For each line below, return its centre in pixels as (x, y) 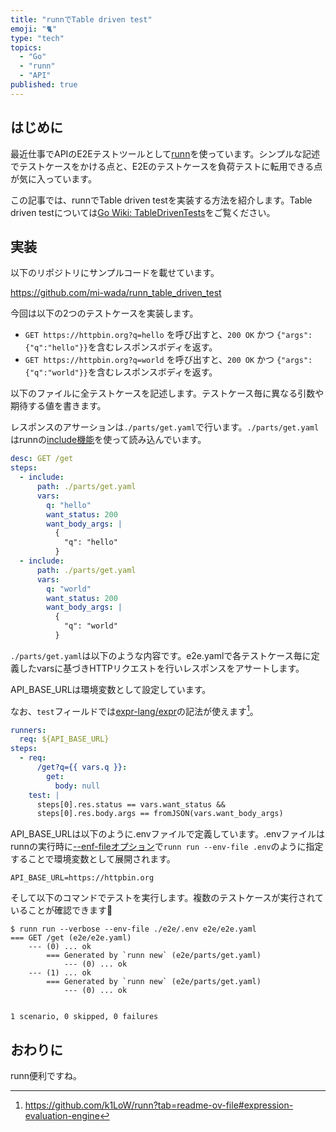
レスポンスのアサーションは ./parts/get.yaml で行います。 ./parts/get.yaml (165, 427)
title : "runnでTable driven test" (81, 19)
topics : (26, 47)
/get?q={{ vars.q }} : (82, 767)
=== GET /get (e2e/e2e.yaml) (71, 938)
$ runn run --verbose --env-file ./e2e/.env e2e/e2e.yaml (133, 929)
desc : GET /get (42, 459)
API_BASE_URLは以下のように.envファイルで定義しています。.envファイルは (168, 834)
